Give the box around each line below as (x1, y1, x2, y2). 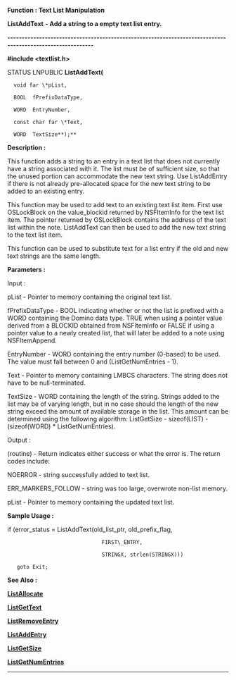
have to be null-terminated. (7, 378, 86, 387)
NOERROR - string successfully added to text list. (7, 471, 150, 478)
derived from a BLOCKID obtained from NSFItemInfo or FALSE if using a (7, 321, 215, 330)
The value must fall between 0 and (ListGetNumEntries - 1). (7, 357, 178, 366)
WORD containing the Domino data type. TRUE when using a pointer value (7, 314, 223, 322)
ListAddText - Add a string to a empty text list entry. (7, 20, 162, 27)
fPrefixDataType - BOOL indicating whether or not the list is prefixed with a (7, 307, 224, 314)
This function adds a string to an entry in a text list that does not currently (7, 157, 221, 165)
